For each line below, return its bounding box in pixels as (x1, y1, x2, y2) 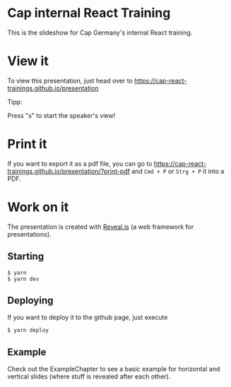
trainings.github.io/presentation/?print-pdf (7, 167, 131, 175)
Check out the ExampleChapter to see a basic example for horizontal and (7, 365, 220, 374)
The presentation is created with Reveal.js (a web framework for (7, 222, 194, 231)
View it (7, 53, 49, 69)
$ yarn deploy (7, 327, 49, 334)
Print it (7, 136, 47, 153)
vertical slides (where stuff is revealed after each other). (7, 372, 171, 381)
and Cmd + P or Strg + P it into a (131, 167, 225, 175)
